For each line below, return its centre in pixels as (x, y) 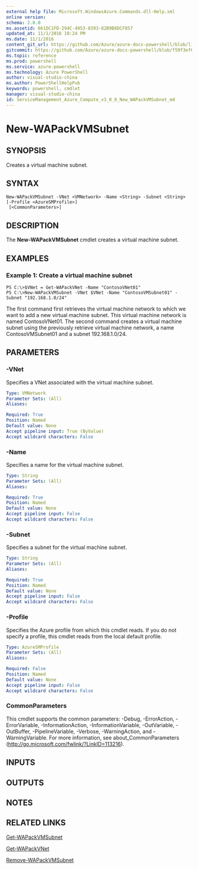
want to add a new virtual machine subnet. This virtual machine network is (96, 315)
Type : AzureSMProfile (33, 647)
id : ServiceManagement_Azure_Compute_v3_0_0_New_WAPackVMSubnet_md (91, 99)
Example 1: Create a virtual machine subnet (69, 275)
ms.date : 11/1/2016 (30, 39)
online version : (26, 17)
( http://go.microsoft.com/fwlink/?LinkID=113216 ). (65, 744)
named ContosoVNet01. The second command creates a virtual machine (94, 321)
